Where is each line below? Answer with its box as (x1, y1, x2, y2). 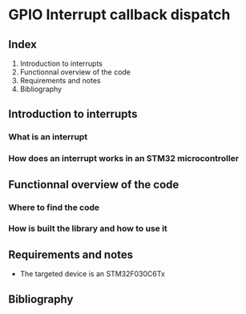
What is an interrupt (8, 131, 88, 143)
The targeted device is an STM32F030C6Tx (19, 269, 166, 279)
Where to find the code (8, 202, 100, 213)
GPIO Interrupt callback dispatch (8, 6, 231, 24)
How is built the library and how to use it (8, 223, 168, 234)
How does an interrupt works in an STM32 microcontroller (8, 153, 239, 164)
